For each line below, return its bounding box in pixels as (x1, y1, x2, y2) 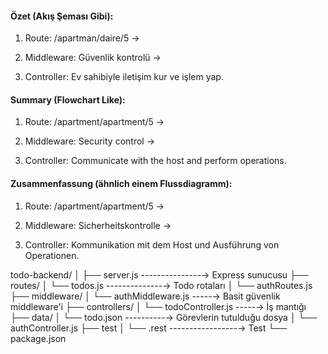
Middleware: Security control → (24, 135, 156, 147)
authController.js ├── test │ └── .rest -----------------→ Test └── (10, 322, 288, 334)
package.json (10, 332, 67, 344)
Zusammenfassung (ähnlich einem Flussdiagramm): (10, 178, 233, 189)
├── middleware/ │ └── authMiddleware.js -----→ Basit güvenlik (10, 290, 281, 302)
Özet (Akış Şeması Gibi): (10, 10, 114, 22)
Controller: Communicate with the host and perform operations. (24, 155, 287, 167)
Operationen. (24, 249, 80, 261)
